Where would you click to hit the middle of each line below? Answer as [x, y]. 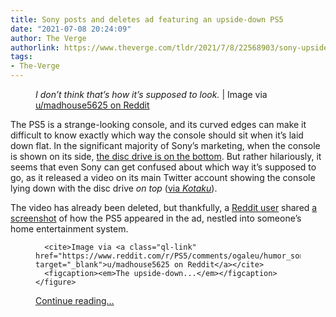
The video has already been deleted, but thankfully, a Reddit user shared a [164, 207]
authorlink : [35, 47]
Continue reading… [75, 300]
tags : [21, 57]
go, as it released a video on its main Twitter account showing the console [163, 177]
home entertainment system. [69, 229]
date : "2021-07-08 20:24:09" [71, 29]
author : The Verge [48, 38]
